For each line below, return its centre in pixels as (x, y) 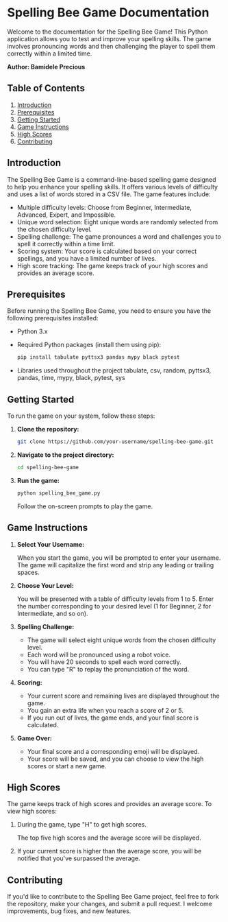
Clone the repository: (48, 429)
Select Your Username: (51, 544)
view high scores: (32, 812)
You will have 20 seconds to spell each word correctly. (104, 662)
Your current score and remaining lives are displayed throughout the (124, 696)
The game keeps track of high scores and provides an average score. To (110, 804)
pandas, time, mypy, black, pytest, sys (71, 378)
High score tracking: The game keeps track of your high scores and (112, 265)
